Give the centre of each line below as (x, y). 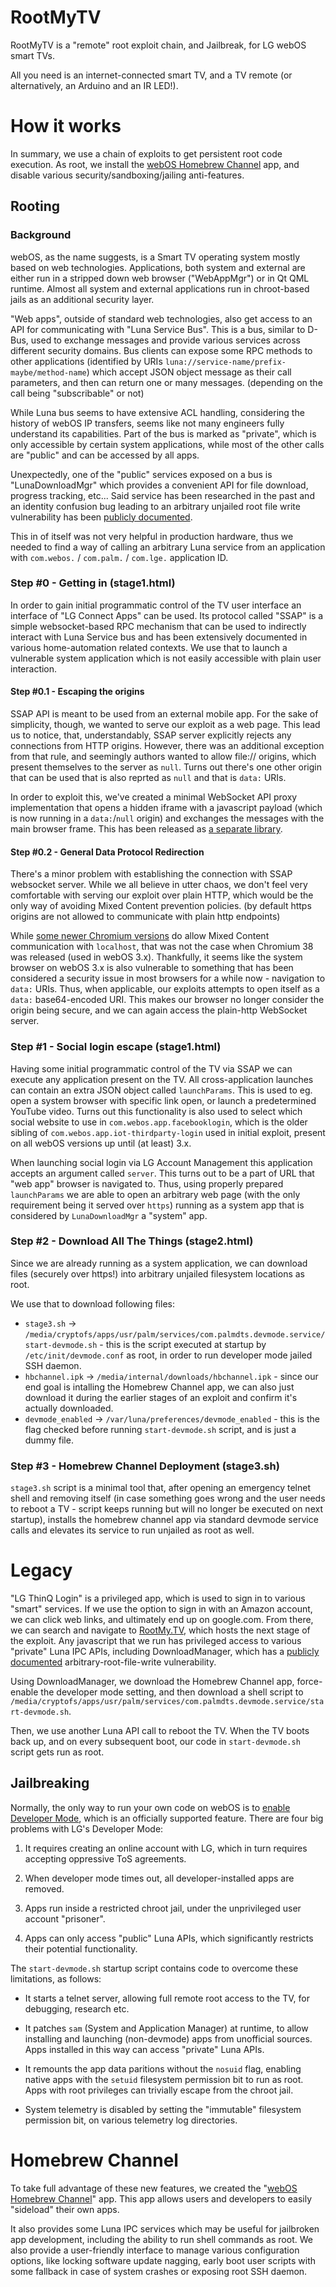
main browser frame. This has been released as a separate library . (146, 829)
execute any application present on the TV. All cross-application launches (162, 1079)
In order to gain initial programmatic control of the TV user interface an (156, 605)
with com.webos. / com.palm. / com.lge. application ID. (119, 557)
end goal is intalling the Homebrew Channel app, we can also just (159, 1387)
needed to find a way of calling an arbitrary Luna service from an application (168, 547)
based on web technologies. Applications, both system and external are (158, 267)
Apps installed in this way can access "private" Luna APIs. (144, 2049)
